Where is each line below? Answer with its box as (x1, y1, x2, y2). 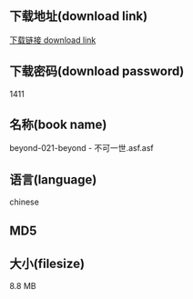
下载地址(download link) (9, 8, 148, 25)
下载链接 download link (9, 35, 96, 45)
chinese (9, 196, 39, 207)
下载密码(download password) (9, 64, 185, 79)
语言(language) (9, 172, 97, 187)
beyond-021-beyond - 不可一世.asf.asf (9, 143, 154, 154)
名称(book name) (9, 117, 107, 133)
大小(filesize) (9, 256, 85, 272)
